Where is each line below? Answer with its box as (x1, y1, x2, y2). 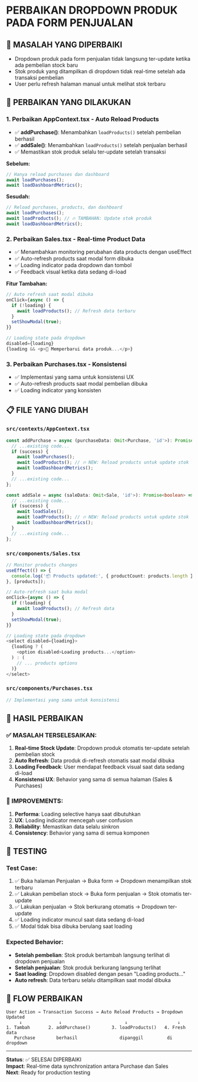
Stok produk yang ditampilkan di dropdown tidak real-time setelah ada (14, 68, 186, 74)
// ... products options (16, 660, 78, 666)
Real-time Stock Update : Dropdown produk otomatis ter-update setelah (14, 745, 190, 752)
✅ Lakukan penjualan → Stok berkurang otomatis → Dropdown (14, 903, 167, 910)
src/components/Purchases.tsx (6, 685, 93, 692)
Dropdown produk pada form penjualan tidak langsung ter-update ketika (14, 56, 190, 62)
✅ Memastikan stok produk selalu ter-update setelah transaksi (14, 148, 166, 155)
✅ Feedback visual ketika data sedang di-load (14, 268, 127, 275)
